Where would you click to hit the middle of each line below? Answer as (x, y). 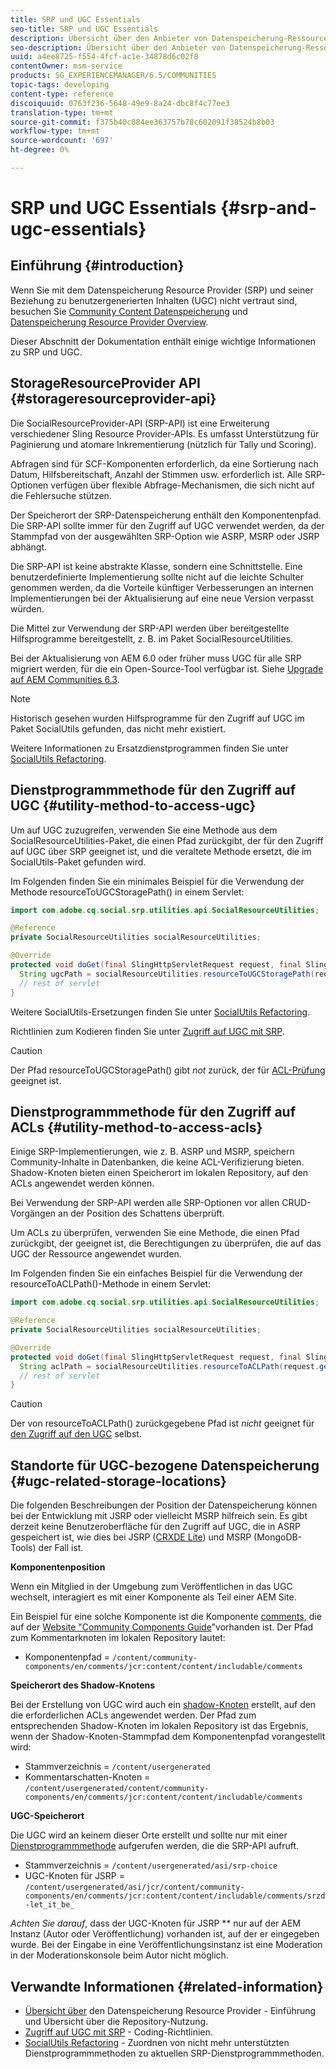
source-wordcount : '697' (62, 141)
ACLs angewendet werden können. (82, 1183)
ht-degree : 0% (40, 150)
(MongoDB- (278, 1537)
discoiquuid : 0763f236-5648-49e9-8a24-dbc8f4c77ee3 (120, 103)
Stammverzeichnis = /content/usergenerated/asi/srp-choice (151, 1865)
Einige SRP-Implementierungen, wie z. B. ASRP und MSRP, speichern (152, 1152)
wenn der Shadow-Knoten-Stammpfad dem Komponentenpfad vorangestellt (168, 1737)
